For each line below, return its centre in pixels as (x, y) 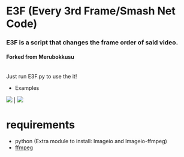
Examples (27, 88)
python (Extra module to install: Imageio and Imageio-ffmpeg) (91, 141)
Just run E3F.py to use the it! (42, 77)
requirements (40, 125)
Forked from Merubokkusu (40, 57)
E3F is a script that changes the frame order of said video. (92, 43)
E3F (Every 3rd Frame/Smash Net (91, 11)
